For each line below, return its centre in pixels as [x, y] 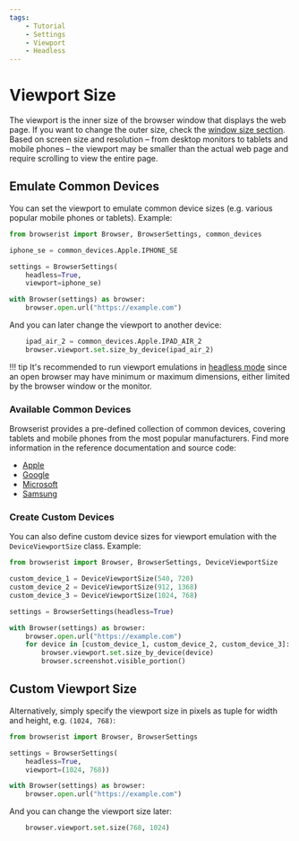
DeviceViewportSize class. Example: [75, 546]
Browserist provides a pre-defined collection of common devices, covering [148, 429]
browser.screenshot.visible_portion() [114, 661]
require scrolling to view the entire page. [84, 159]
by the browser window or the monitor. [81, 386]
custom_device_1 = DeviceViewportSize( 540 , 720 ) [102, 579]
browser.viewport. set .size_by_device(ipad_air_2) [120, 350]
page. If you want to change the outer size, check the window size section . [148, 130]
